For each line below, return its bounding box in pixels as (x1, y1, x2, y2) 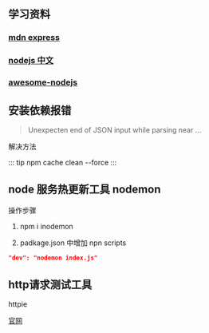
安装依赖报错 (8, 103, 72, 117)
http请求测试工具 (8, 278, 93, 291)
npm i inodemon (19, 221, 73, 231)
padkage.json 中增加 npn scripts (19, 238, 127, 248)
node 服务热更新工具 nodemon (8, 183, 161, 196)
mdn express (8, 32, 60, 43)
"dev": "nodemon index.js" (8, 254, 98, 262)
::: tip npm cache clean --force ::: (8, 157, 117, 167)
